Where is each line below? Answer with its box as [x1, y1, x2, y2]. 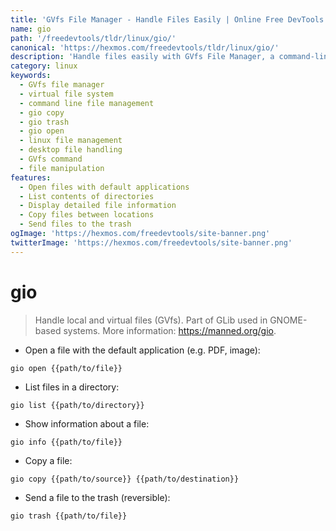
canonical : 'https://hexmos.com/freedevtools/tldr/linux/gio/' [10, 42, 280, 53]
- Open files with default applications [19, 182, 190, 192]
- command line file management [19, 98, 155, 108]
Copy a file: [24, 454, 73, 466]
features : [10, 172, 52, 183]
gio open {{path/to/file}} [10, 363, 123, 373]
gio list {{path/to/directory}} [10, 400, 145, 410]
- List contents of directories [19, 191, 155, 201]
